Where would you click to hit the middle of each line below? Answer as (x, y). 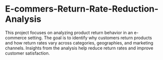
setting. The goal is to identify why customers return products (90, 38)
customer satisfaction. (28, 53)
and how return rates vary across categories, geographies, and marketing (79, 43)
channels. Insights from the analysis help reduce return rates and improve (79, 48)
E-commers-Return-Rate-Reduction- (82, 9)
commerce (16, 38)
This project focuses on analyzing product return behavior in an (69, 32)
